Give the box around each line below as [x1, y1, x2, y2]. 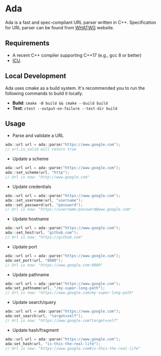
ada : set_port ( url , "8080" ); [5, 258, 63, 263]
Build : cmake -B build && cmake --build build [12, 100, 108, 106]
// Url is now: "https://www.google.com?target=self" [5, 318, 119, 323]
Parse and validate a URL [12, 132, 64, 139]
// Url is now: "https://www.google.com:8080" [5, 262, 103, 268]
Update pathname [12, 271, 50, 278]
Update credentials [12, 183, 52, 189]
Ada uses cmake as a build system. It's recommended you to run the [5, 85, 145, 91]
